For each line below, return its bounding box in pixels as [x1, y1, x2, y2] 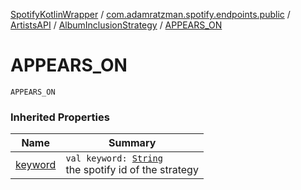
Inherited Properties [10, 110, 110, 124]
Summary [108, 136, 157, 150]
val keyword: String [65, 153, 163, 164]
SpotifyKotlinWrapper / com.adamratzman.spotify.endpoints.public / [10, 9, 291, 20]
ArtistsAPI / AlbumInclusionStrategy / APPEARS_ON [10, 19, 223, 31]
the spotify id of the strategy [65, 163, 199, 177]
